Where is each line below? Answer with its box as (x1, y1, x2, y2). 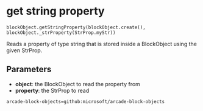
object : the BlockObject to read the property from (15, 80, 140, 87)
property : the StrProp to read (15, 87, 90, 94)
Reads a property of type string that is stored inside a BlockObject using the (6, 40, 197, 47)
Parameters (6, 64, 52, 75)
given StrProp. (6, 47, 43, 54)
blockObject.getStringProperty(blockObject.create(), (6, 24, 146, 30)
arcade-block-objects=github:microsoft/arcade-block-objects (6, 98, 165, 104)
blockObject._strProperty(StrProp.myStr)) (6, 29, 116, 36)
